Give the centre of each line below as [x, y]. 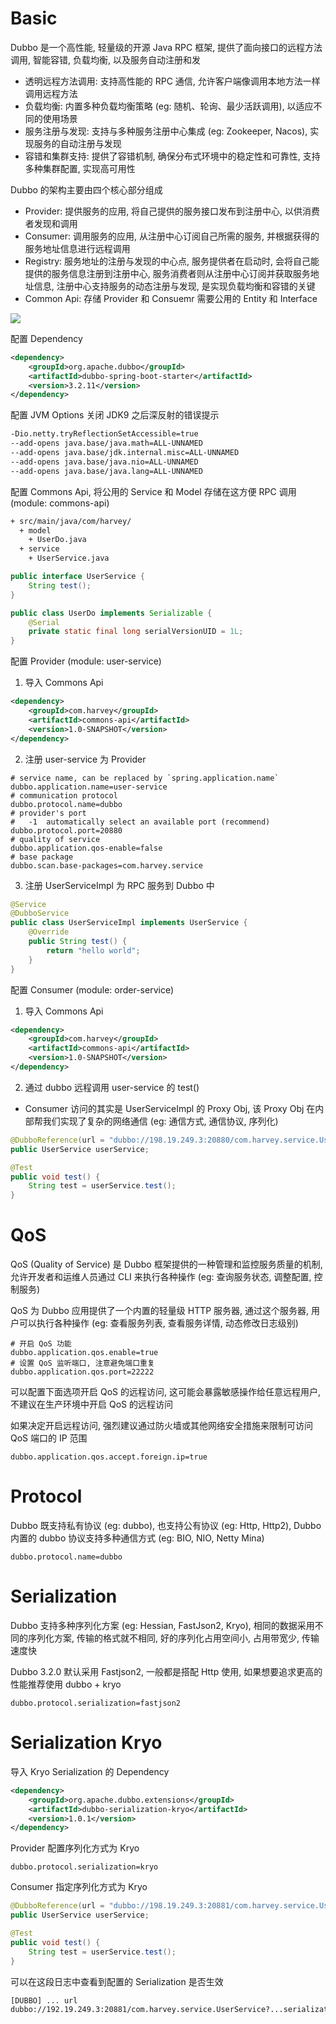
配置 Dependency [46, 338]
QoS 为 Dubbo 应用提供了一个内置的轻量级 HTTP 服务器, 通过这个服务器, [160, 1311]
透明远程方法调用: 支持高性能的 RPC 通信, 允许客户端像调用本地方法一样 [172, 81]
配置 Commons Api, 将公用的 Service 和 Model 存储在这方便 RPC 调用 [153, 491]
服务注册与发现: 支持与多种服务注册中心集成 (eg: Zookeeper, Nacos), [166, 131]
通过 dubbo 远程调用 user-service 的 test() [112, 1087]
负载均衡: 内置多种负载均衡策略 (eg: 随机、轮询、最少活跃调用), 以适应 [169, 106]
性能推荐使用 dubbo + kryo [66, 1684]
